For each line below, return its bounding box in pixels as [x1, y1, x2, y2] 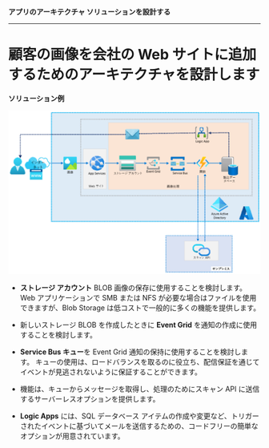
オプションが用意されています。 [19, 431, 125, 441]
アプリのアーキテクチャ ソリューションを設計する [8, 7, 171, 16]
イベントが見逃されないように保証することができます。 [19, 367, 203, 377]
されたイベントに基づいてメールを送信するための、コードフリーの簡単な [19, 421, 259, 430]
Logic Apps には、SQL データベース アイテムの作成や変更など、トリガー [19, 411, 260, 421]
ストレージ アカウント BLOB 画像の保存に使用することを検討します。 [19, 283, 247, 293]
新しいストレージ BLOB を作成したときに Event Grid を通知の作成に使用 [19, 320, 258, 329]
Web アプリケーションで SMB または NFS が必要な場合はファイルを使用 [19, 293, 257, 302]
